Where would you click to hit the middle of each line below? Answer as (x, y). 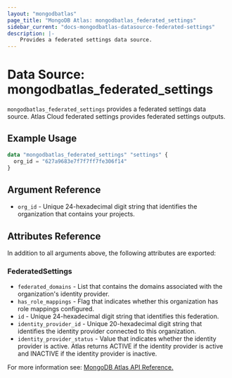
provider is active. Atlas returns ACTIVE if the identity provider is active (120, 346)
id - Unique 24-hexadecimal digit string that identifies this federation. (118, 316)
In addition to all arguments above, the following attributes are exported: (112, 253)
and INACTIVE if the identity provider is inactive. (87, 354)
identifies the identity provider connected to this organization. (107, 332)
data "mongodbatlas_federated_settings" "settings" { (88, 155)
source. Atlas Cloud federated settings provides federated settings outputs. (117, 117)
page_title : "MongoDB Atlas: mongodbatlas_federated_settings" (102, 20)
